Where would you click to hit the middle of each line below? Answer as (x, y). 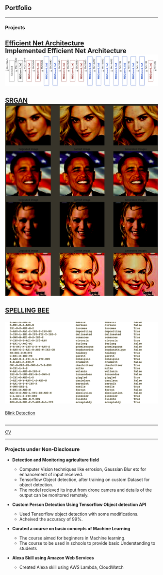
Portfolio (18, 8)
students (28, 548)
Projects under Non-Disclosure (42, 449)
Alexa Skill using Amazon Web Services (53, 558)
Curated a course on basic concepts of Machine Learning (71, 529)
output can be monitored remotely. (54, 495)
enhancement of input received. (51, 475)
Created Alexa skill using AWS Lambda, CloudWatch (71, 567)
